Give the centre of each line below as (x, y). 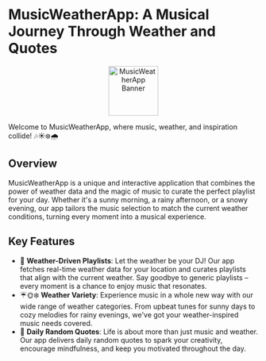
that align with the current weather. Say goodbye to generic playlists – (134, 277)
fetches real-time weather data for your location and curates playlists (133, 269)
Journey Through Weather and (112, 31)
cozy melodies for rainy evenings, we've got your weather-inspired (129, 314)
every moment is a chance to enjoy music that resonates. (113, 286)
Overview (33, 164)
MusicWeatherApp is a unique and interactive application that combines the (132, 182)
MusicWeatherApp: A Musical (109, 15)
